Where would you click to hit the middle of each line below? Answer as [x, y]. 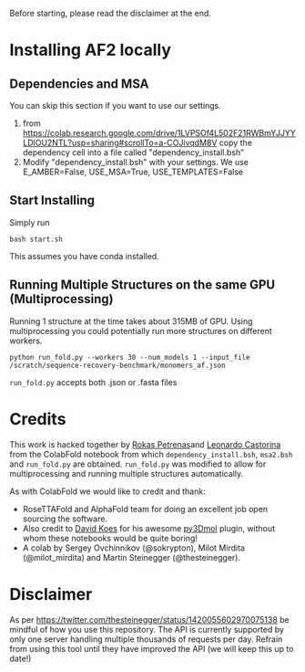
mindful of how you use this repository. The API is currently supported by [147, 629]
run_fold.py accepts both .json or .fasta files [93, 382]
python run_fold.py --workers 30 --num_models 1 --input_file [130, 357]
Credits [38, 419]
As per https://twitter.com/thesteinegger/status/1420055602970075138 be [149, 619]
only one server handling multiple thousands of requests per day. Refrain [146, 639]
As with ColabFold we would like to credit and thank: [108, 491]
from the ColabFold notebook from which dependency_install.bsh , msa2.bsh [151, 454]
